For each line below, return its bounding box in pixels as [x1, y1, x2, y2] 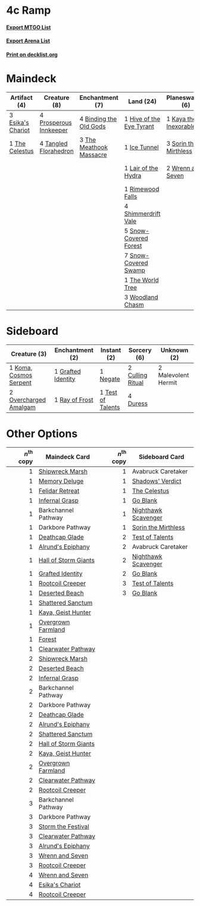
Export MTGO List [6, 23, 51, 30]
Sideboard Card [139, 453, 185, 461]
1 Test [99, 388, 117, 396]
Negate [99, 374, 120, 383]
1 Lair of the [124, 164, 158, 172]
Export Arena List [6, 37, 51, 45]
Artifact [10, 93, 33, 101]
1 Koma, [9, 363, 33, 372]
